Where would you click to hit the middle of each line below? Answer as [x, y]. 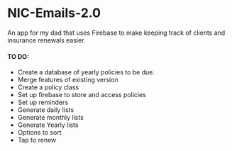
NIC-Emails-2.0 [54, 13]
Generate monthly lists [50, 118]
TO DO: [18, 56]
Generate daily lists [46, 110]
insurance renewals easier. [46, 40]
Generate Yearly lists [48, 125]
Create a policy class [48, 87]
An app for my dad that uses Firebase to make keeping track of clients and [116, 33]
